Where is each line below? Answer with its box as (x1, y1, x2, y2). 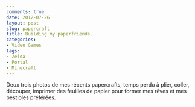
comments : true (6, 8, 45, 15)
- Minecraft (6, 64, 36, 71)
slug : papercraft (6, 25, 50, 32)
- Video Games (6, 43, 42, 49)
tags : (6, 48, 20, 54)
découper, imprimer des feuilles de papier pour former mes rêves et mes (6, 88, 187, 95)
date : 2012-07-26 (6, 14, 50, 20)
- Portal (6, 59, 28, 65)
